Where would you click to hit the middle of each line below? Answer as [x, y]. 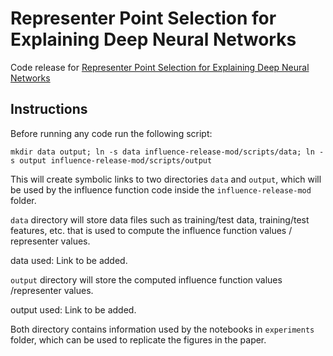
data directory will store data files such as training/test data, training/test [160, 219]
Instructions [49, 109]
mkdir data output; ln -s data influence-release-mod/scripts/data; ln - [167, 152]
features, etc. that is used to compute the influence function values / [151, 230]
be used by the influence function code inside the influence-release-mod [161, 189]
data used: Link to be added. [69, 260]
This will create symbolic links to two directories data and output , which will [166, 179]
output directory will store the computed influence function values [146, 279]
